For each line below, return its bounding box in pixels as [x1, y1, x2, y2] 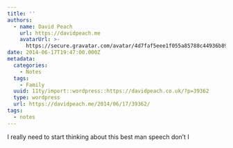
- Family [19, 81, 45, 88]
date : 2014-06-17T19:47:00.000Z [7, 49, 101, 56]
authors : [7, 17, 33, 24]
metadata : [7, 56, 36, 63]
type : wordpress [13, 94, 60, 101]
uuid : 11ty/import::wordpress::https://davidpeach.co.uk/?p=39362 [13, 88, 209, 94]
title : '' [7, 10, 36, 17]
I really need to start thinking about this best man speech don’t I [7, 133, 189, 141]
